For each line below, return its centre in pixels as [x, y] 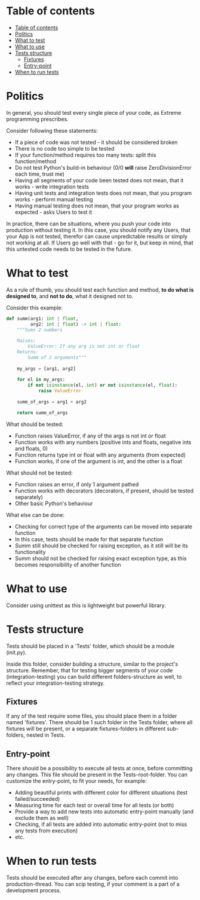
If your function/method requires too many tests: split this [85, 155]
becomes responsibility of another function [68, 564]
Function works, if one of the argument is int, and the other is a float [98, 461]
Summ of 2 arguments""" [57, 357]
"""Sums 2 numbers [40, 330]
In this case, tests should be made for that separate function [89, 539]
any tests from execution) [46, 831]
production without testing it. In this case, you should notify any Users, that [99, 230]
